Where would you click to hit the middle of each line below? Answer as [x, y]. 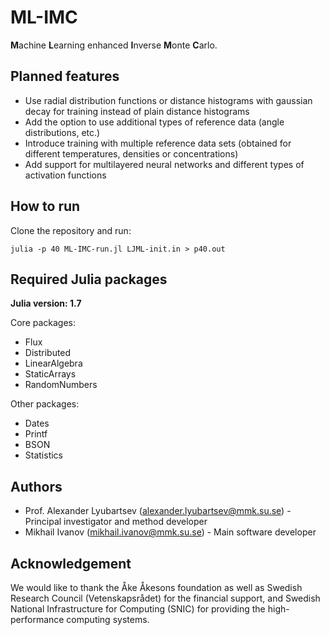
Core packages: [43, 323]
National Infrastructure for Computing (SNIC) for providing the [138, 609]
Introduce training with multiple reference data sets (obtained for [158, 143]
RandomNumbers [61, 385]
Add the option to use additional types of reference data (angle [154, 122]
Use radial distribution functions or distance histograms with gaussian [168, 100]
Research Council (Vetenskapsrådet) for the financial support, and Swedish [165, 598]
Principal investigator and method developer [116, 522]
